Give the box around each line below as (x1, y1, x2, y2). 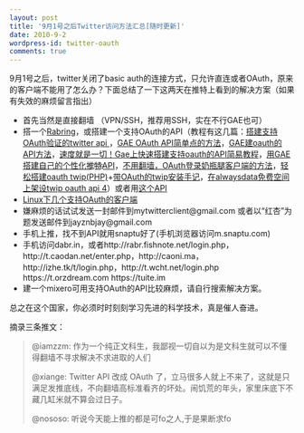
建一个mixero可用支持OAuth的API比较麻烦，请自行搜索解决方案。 (22, 283, 267, 294)
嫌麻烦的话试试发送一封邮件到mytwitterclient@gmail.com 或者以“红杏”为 (22, 206, 292, 216)
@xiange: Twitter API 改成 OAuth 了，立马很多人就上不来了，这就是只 (31, 371, 290, 382)
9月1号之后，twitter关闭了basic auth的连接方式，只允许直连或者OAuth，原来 (9, 73, 294, 84)
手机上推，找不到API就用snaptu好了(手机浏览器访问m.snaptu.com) (22, 228, 271, 239)
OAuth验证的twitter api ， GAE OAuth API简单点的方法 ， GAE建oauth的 (22, 138, 282, 149)
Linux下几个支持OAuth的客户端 (22, 194, 138, 205)
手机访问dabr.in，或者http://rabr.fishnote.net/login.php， (22, 239, 234, 250)
